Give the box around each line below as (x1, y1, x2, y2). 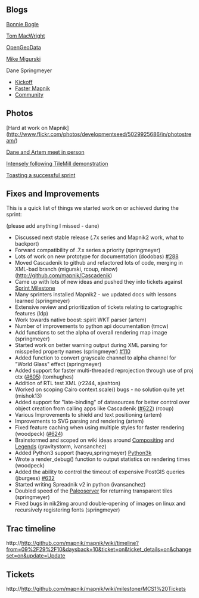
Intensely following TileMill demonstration (6, 160, 108, 167)
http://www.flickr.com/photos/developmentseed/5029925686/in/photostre (8, 131, 192, 138)
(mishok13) (14, 392, 42, 399)
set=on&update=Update (6, 552, 66, 559)
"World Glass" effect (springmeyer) (14, 361, 102, 368)
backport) (14, 240, 40, 247)
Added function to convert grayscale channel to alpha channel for (14, 354, 177, 361)
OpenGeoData (6, 44, 42, 51)
